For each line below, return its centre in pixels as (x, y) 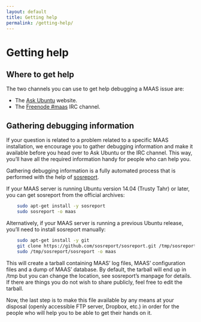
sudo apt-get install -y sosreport (61, 206)
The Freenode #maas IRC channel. (57, 107)
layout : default (26, 12)
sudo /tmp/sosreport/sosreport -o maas (67, 251)
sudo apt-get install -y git (53, 240)
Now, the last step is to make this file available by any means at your (90, 300)
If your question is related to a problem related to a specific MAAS (87, 140)
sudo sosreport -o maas (47, 212)
